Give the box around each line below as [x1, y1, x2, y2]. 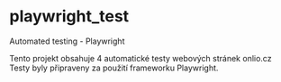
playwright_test [9, 6, 130, 27]
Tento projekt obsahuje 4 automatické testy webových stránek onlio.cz [9, 53, 272, 63]
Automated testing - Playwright [9, 36, 125, 46]
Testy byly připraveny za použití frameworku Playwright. [9, 62, 219, 73]
